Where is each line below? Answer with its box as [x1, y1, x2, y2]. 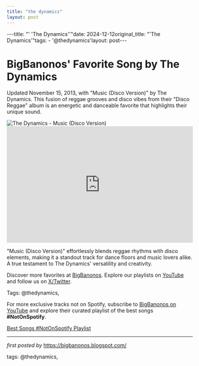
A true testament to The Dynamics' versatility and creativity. [6, 260, 152, 267]
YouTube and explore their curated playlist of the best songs [6, 307, 154, 314]
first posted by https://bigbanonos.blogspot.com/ [6, 342, 127, 349]
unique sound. [6, 108, 42, 115]
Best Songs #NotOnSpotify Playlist [6, 325, 91, 332]
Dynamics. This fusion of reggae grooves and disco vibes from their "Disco [6, 96, 190, 103]
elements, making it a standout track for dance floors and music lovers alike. [6, 254, 193, 261]
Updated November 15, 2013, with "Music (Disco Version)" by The [6, 89, 167, 96]
